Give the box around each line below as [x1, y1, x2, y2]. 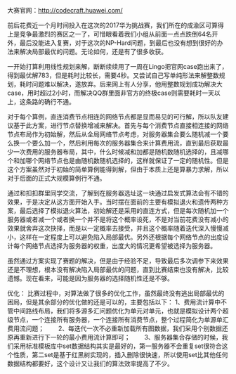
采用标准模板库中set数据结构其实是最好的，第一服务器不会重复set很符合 [13, 342, 223, 350]
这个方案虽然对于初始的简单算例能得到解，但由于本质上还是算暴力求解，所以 [7, 165, 229, 174]
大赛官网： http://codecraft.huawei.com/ [7, 6, 123, 14]
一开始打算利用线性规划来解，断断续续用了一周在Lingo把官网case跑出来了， [7, 63, 228, 70]
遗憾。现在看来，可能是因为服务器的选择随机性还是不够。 [7, 274, 173, 283]
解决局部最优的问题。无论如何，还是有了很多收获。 [19, 48, 167, 56]
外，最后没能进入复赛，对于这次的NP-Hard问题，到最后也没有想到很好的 [7, 39, 218, 47]
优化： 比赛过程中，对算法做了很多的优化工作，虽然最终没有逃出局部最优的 [7, 289, 225, 297]
